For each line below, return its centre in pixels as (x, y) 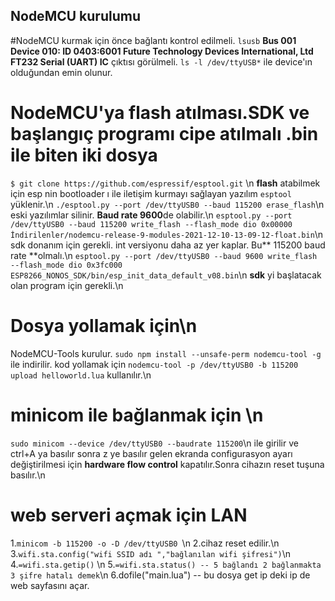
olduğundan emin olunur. (61, 72)
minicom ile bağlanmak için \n (137, 415)
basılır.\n (28, 475)
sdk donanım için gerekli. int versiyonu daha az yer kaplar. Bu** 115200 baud (168, 245)
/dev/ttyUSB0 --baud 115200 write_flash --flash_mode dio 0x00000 (151, 224)
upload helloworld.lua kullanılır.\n (81, 375)
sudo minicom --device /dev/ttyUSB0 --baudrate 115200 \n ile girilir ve (154, 443)
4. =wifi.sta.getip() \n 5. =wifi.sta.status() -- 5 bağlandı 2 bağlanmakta (166, 564)
